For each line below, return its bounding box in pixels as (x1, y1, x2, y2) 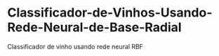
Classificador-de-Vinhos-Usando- (7, 5, 213, 21)
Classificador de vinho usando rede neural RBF (7, 42, 144, 50)
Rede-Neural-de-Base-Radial (7, 19, 182, 35)
